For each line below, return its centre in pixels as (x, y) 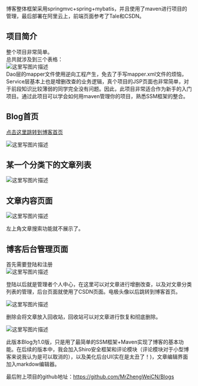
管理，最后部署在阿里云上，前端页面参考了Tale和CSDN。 (75, 16)
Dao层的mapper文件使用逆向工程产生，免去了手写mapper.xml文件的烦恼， (97, 74)
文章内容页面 (29, 201)
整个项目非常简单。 (29, 51)
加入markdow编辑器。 (33, 364)
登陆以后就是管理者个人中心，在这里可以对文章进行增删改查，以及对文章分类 (99, 284)
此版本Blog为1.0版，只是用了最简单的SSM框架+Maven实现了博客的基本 (92, 342)
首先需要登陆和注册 (29, 264)
